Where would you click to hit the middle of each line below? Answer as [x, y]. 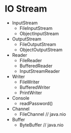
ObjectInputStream [39, 33]
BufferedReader [36, 66]
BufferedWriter [35, 87]
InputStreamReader [40, 71]
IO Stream [26, 9]
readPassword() [36, 103]
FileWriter [29, 82]
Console [21, 98]
